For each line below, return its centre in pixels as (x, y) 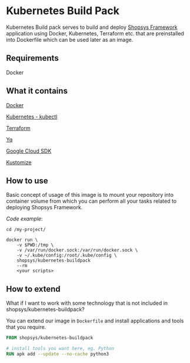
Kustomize (19, 162)
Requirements (32, 58)
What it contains (37, 91)
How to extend (33, 289)
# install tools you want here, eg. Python (60, 349)
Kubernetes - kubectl (32, 117)
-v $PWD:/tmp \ (35, 245)
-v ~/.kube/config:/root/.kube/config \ (67, 255)
